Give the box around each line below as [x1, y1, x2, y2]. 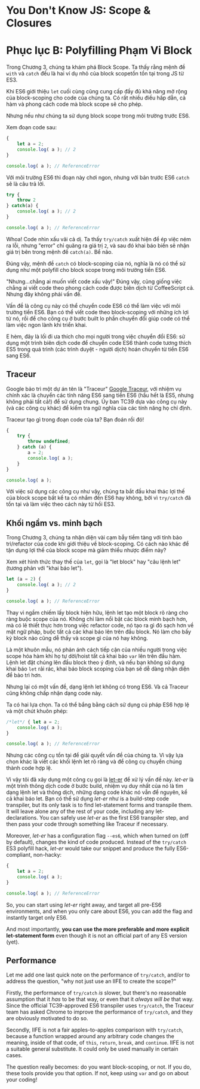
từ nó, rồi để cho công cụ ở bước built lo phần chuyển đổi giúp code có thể [6, 315, 190, 322]
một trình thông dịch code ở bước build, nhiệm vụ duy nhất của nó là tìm [6, 782, 183, 790]
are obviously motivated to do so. [6, 1015, 88, 1022]
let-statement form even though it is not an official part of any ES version [6, 932, 187, 939]
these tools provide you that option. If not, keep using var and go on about [6, 1070, 189, 1077]
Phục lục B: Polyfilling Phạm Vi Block [6, 44, 192, 57]
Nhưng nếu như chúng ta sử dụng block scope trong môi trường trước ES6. [6, 112, 190, 120]
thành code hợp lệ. [6, 765, 53, 772]
